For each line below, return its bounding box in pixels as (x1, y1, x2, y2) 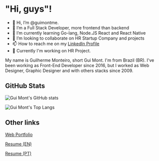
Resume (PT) (5, 150, 32, 156)
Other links (5, 118, 40, 127)
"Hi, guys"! (5, 3, 52, 15)
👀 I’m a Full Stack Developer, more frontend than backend (12, 24, 129, 30)
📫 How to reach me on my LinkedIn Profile (12, 41, 99, 46)
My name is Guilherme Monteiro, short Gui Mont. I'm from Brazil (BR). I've (5, 57, 155, 63)
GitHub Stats (5, 82, 45, 90)
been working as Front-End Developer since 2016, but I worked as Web (5, 62, 149, 68)
